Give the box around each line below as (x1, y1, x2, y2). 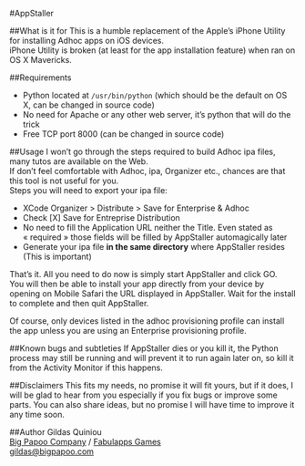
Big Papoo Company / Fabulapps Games (9, 437, 161, 447)
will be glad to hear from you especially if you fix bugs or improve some (9, 389, 278, 400)
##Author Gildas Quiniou (9, 427, 102, 437)
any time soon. (9, 409, 66, 419)
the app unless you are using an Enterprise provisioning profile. (9, 326, 248, 336)
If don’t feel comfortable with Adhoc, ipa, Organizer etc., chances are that (9, 166, 286, 176)
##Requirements (9, 72, 72, 83)
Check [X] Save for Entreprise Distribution (22, 212, 180, 223)
